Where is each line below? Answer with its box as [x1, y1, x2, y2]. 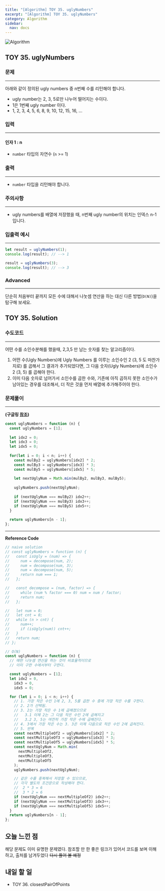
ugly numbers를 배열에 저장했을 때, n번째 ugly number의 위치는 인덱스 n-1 [12, 211, 157, 217]
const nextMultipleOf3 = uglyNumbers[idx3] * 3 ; [14, 735, 115, 740]
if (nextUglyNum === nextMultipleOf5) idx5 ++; [14, 804, 111, 808]
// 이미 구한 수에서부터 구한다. [9, 663, 65, 668]
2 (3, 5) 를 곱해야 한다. [12, 369, 56, 375]
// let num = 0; [5, 608, 43, 613]
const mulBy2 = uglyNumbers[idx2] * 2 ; [14, 458, 96, 462]
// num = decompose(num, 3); [5, 563, 74, 568]
